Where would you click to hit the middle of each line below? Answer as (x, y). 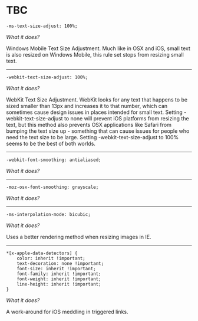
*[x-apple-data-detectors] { (42, 253)
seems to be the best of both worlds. (51, 143)
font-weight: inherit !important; (59, 279)
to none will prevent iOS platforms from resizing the (127, 118)
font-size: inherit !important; (56, 268)
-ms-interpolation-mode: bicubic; (49, 214)
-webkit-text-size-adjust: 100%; (47, 77)
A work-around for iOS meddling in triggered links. (67, 312)
